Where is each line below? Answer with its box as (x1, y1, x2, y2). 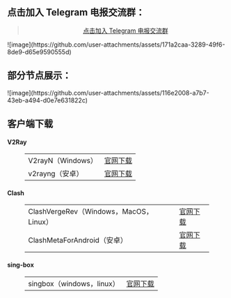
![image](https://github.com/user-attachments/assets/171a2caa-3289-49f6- (7, 40, 225, 49)
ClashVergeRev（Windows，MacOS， (28, 207, 153, 217)
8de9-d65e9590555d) (7, 47, 72, 56)
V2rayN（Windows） (28, 156, 98, 166)
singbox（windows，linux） (28, 279, 120, 288)
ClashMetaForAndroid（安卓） (28, 235, 127, 245)
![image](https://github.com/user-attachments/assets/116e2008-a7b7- (7, 88, 210, 97)
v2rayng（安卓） (28, 169, 83, 179)
